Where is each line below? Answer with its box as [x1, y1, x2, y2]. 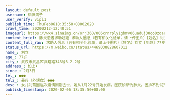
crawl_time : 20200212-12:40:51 [5, 26, 71, 31]
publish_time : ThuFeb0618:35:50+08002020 [5, 21, 94, 27]
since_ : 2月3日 [5, 69, 36, 74]
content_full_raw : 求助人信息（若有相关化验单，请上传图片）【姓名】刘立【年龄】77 [5, 40, 162, 45]
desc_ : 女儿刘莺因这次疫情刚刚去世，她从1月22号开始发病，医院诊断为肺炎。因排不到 [5, 82, 160, 87]
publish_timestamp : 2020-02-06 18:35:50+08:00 [5, 87, 105, 92]
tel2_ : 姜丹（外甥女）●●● [5, 78, 55, 83]
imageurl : [5, 31, 26, 36]
